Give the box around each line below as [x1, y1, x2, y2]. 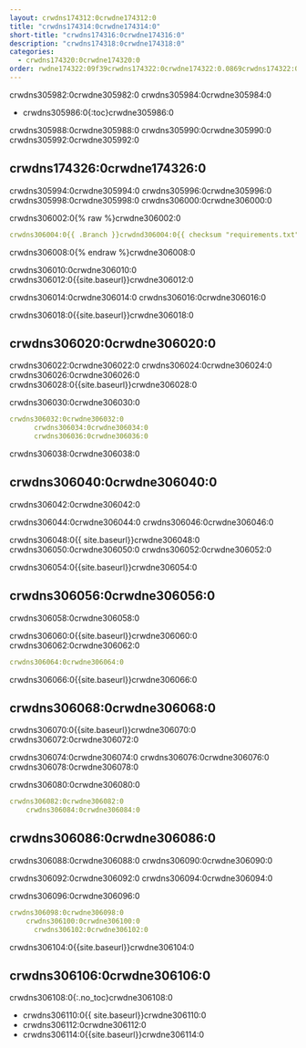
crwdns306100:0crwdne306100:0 [25, 917, 141, 926]
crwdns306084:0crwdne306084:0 [25, 805, 141, 815]
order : [9, 65, 35, 74]
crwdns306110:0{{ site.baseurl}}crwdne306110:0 [22, 1010, 207, 1021]
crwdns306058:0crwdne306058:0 [9, 613, 140, 624]
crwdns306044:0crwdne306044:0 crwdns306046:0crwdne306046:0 [9, 517, 274, 528]
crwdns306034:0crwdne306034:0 [33, 424, 148, 433]
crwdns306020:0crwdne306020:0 [9, 335, 217, 351]
